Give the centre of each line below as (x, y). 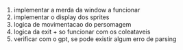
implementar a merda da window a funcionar (77, 10)
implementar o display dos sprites (61, 17)
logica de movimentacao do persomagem (72, 24)
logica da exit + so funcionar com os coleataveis (82, 32)
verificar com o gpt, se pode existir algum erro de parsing (95, 39)
